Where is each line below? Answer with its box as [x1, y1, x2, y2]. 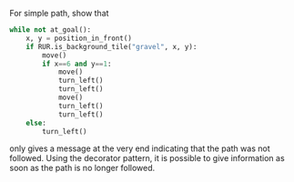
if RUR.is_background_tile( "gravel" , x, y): [25, 42, 198, 51]
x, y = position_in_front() [25, 34, 132, 43]
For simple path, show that [9, 8, 109, 18]
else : [25, 118, 47, 127]
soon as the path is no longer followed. [9, 163, 156, 174]
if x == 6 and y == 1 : [42, 59, 112, 68]
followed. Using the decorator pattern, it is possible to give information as [9, 153, 285, 164]
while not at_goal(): [9, 25, 92, 35]
